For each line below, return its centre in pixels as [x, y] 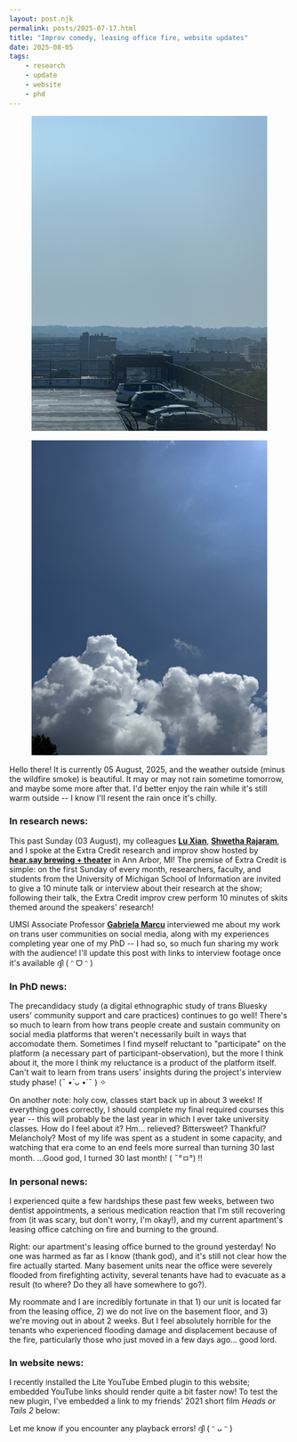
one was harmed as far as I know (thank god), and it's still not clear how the [148, 1257]
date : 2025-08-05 [41, 47]
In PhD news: [38, 986]
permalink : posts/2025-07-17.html [73, 28]
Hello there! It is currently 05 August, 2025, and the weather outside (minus [148, 770]
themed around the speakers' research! [81, 907]
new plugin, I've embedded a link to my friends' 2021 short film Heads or [142, 1401]
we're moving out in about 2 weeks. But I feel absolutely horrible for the [140, 1321]
